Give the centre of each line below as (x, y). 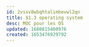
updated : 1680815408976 (37, 29)
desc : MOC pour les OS (35, 23)
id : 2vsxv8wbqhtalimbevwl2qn (43, 12)
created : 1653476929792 (37, 35)
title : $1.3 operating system (45, 18)
